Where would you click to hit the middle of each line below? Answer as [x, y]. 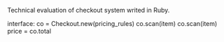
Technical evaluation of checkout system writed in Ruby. [89, 10]
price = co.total [29, 31]
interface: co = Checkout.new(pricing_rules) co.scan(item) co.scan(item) [112, 23]
